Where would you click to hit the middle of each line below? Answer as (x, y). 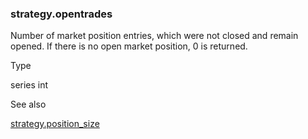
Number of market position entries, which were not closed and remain (154, 36)
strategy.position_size (55, 124)
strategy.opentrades (61, 14)
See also (28, 104)
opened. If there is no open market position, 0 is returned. (129, 46)
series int (29, 85)
